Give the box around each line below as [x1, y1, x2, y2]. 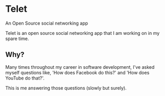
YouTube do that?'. [5, 75, 45, 81]
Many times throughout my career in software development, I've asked [5, 64, 155, 70]
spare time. [5, 35, 29, 42]
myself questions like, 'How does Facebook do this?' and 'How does [5, 69, 150, 75]
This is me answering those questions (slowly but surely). [5, 85, 127, 91]
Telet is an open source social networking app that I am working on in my [5, 30, 160, 36]
